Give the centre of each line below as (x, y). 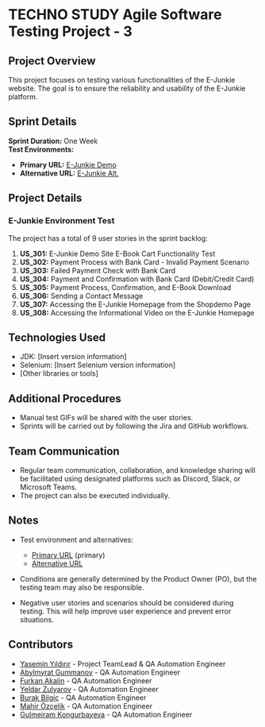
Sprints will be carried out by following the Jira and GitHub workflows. (134, 426)
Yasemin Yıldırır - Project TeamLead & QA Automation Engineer (123, 663)
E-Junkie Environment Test (61, 221)
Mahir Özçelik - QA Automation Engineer (86, 706)
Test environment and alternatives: (76, 539)
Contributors (41, 645)
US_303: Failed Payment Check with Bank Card (98, 270)
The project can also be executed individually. (95, 495)
